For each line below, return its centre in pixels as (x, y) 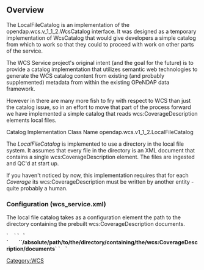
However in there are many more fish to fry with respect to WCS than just (99, 100)
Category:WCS (25, 261)
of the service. (24, 51)
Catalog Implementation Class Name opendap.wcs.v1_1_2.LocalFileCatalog (100, 132)
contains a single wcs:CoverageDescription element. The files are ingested (101, 157)
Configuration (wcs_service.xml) (56, 204)
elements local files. (31, 120)
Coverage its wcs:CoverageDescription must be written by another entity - (100, 182)
